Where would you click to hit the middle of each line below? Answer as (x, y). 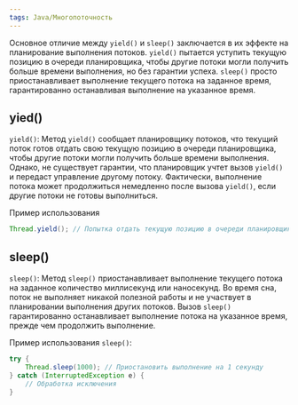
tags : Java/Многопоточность (61, 17)
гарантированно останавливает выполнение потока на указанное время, (149, 316)
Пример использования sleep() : (71, 343)
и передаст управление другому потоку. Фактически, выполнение (136, 177)
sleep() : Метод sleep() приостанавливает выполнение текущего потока (146, 278)
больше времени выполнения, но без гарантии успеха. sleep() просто (143, 71)
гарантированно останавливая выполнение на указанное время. (133, 90)
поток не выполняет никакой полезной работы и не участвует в (130, 298)
